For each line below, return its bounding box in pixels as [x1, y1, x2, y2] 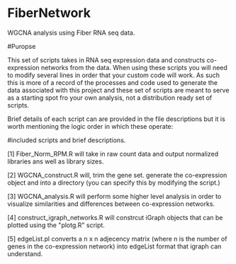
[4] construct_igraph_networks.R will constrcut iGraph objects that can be [7, 213, 223, 222]
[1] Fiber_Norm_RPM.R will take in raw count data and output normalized [7, 149, 219, 158]
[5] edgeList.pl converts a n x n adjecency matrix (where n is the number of [7, 234, 227, 243]
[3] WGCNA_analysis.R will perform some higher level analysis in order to [7, 192, 222, 200]
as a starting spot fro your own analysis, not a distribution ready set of [7, 93, 213, 102]
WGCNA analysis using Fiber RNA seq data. [7, 28, 135, 37]
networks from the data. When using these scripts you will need [41, 63, 228, 71]
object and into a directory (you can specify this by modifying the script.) [7, 178, 221, 187]
